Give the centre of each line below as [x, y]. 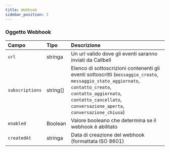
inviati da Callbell [91, 60]
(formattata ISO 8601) [97, 141]
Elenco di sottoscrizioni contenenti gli [115, 68]
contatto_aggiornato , [96, 93]
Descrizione [86, 45]
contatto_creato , [91, 87]
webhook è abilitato [94, 126]
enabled [17, 123]
